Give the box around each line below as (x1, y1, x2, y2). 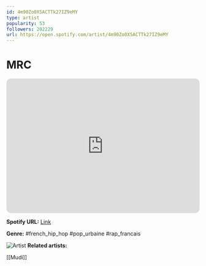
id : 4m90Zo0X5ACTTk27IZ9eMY (6, 9, 78, 15)
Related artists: (27, 242, 67, 249)
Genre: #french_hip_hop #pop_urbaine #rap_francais (6, 230, 141, 237)
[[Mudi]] (6, 254, 28, 261)
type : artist (6, 15, 40, 21)
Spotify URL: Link (6, 218, 51, 226)
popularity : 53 (6, 20, 45, 26)
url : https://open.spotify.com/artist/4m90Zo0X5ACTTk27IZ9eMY (6, 32, 169, 38)
